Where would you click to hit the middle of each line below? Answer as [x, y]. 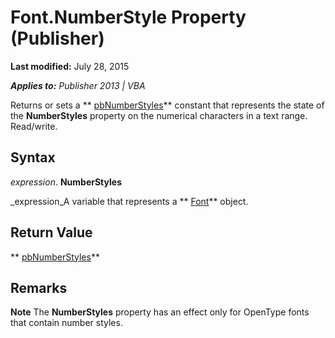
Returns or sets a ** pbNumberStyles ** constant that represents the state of [167, 105]
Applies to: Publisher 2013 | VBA [78, 85]
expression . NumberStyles [66, 182]
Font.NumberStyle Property [128, 17]
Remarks [39, 287]
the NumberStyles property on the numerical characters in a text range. [159, 115]
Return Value [51, 232]
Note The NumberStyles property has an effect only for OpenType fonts [160, 312]
